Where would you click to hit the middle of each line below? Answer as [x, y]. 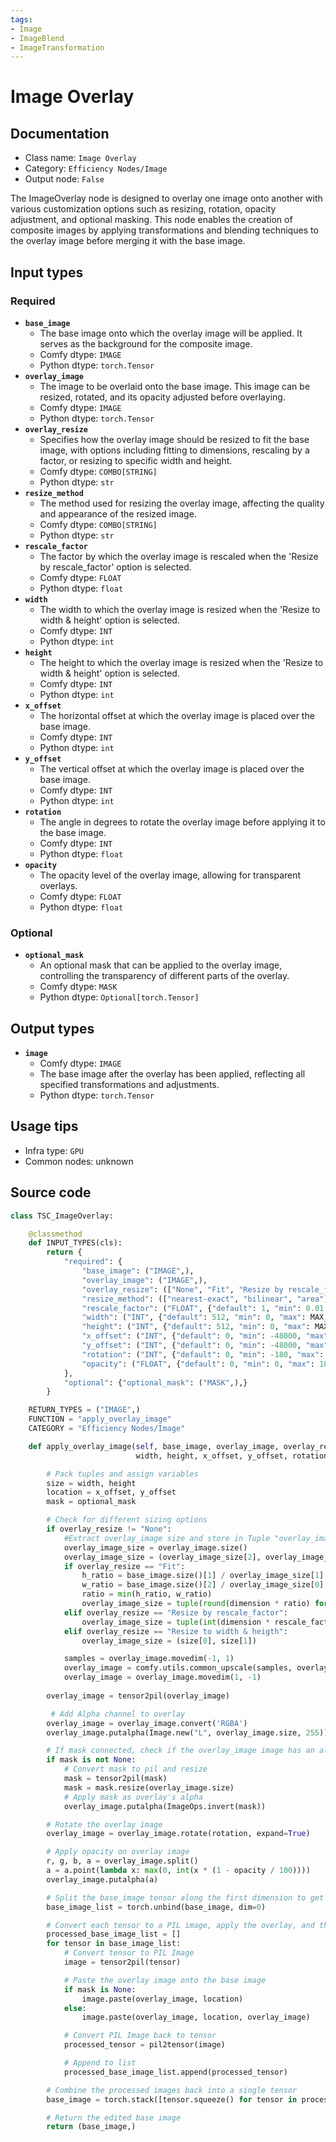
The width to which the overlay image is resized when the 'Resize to [180, 609]
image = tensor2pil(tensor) [122, 1962]
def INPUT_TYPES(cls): [75, 1243]
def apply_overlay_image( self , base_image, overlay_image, [154, 1446]
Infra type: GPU [54, 1150]
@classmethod [55, 1234]
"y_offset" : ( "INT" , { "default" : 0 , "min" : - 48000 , [191, 1346]
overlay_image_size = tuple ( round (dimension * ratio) [196, 1604]
